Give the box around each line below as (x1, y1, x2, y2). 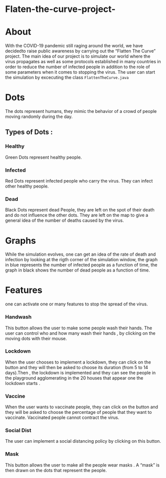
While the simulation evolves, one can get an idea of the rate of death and (5, 251, 156, 257)
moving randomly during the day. (5, 113, 73, 120)
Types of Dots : (5, 128, 53, 136)
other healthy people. (5, 183, 49, 190)
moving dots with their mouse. (5, 335, 67, 341)
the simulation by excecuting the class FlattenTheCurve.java (5, 75, 129, 81)
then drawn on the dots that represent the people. (5, 467, 107, 473)
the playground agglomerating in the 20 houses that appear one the (5, 375, 144, 381)
